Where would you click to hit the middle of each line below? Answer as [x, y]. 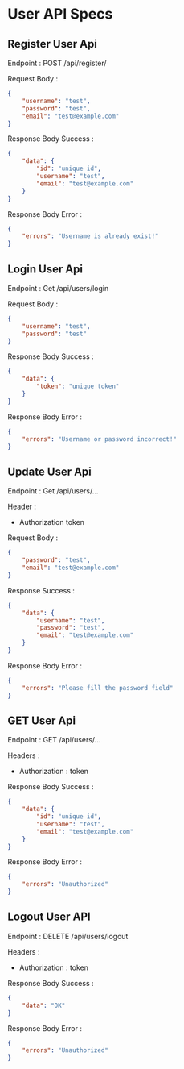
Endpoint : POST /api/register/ [57, 63]
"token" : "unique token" [78, 387]
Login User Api [45, 269]
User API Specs [60, 14]
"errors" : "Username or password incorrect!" [100, 439]
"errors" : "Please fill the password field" [98, 688]
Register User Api [53, 44]
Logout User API [49, 917]
